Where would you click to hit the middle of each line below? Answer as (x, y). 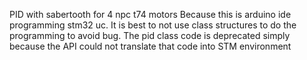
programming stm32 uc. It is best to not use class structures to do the (153, 25)
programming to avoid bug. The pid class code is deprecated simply (150, 35)
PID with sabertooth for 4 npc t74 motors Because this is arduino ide (150, 14)
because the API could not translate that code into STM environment (150, 46)
